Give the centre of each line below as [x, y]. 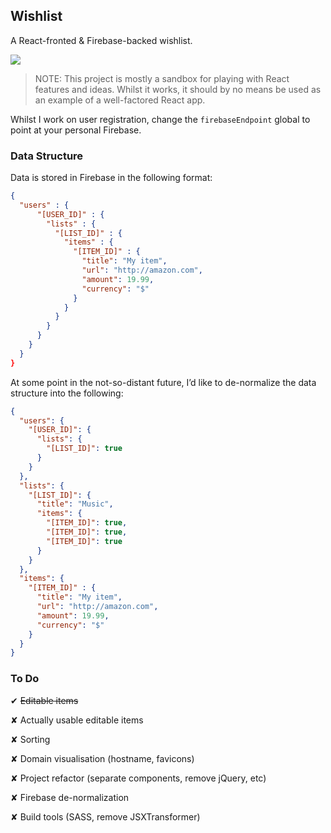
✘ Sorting [30, 739]
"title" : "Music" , [75, 504]
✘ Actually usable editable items [77, 720]
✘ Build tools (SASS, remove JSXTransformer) [105, 816]
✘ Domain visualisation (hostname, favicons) [102, 758]
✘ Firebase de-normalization [70, 797]
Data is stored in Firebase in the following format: [111, 178]
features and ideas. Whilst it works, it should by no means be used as [178, 89]
